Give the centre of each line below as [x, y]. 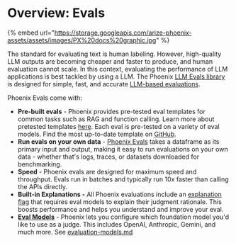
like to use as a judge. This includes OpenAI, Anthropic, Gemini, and [117, 224]
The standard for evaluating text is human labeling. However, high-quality [114, 54]
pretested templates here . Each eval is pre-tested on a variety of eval [118, 126]
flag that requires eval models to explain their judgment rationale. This [119, 202]
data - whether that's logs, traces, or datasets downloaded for [108, 157]
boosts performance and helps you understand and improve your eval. [120, 209]
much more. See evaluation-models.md [75, 232]
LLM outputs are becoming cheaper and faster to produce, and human [110, 61]
